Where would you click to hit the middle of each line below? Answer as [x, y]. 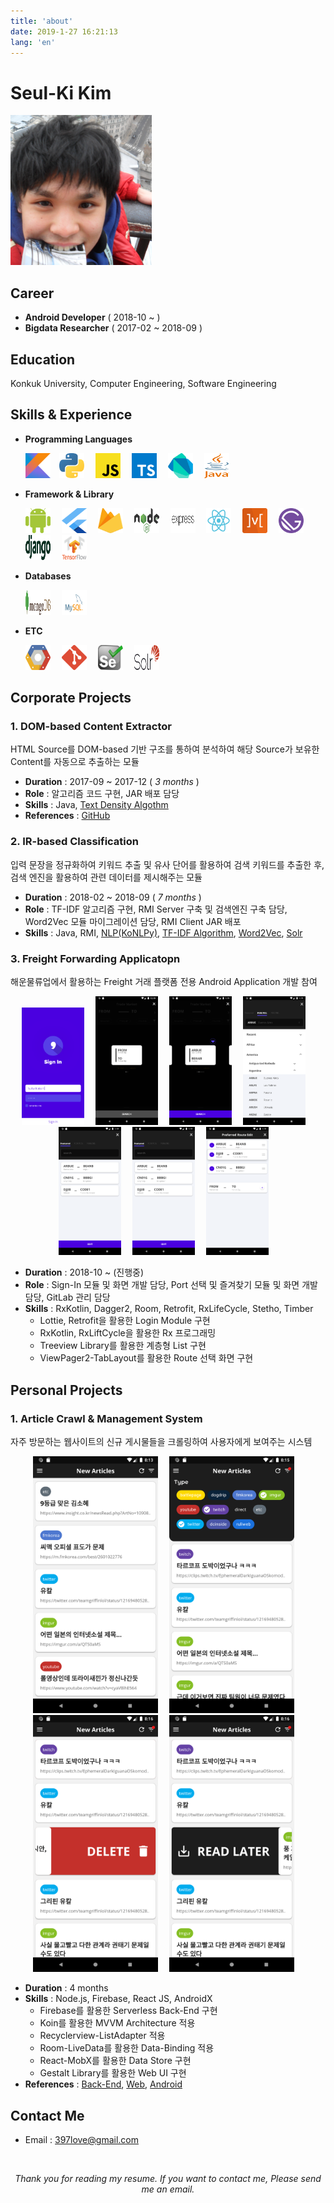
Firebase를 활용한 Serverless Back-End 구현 [128, 2011]
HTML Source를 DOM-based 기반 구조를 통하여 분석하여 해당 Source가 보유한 [165, 749]
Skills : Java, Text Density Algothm [96, 805]
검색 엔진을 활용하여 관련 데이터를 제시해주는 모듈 [106, 877]
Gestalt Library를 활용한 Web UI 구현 [113, 2073]
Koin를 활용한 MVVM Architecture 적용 [117, 2023]
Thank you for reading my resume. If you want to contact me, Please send [168, 2179]
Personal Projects [66, 1390]
